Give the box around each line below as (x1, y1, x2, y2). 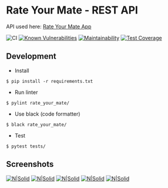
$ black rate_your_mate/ (6, 122, 67, 127)
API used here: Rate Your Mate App (6, 23, 92, 30)
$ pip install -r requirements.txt (6, 78, 93, 84)
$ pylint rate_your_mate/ (6, 100, 69, 106)
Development (6, 51, 57, 62)
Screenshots (6, 159, 54, 169)
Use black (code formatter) (14, 110, 80, 117)
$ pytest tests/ (6, 143, 46, 149)
